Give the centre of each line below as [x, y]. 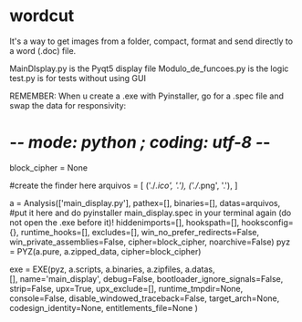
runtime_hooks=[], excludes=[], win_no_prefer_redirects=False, [140, 232]
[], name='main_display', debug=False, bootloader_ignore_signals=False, [146, 278]
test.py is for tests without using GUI [78, 78]
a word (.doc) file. [43, 50]
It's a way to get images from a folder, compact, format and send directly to [151, 41]
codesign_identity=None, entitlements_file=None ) [104, 307]
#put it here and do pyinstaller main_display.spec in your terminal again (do [151, 213]
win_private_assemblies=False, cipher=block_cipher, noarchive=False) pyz [150, 242]
